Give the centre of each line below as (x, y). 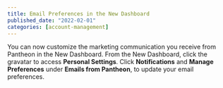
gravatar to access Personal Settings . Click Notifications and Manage (110, 62)
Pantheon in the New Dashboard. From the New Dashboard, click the (108, 54)
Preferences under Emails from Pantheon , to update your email (101, 69)
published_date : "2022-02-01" (52, 20)
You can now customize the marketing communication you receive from (112, 47)
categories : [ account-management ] (58, 27)
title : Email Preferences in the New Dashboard (79, 14)
